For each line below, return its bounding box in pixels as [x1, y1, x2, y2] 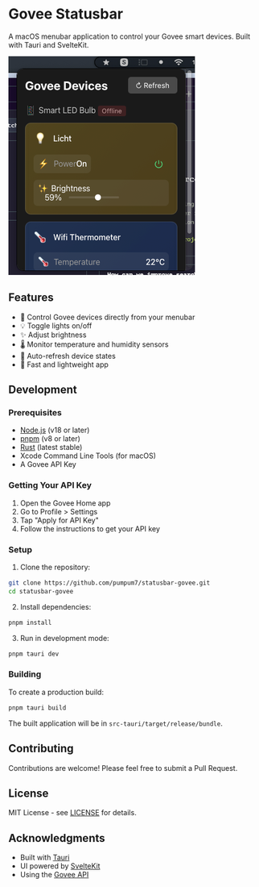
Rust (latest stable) [19, 443, 83, 452]
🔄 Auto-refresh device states [19, 351, 117, 360]
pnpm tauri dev [8, 650, 60, 658]
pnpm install [8, 618, 52, 627]
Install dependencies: [19, 602, 92, 611]
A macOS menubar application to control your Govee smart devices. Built [8, 31, 251, 41]
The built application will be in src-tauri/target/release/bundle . [8, 718, 223, 728]
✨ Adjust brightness [19, 330, 87, 339]
